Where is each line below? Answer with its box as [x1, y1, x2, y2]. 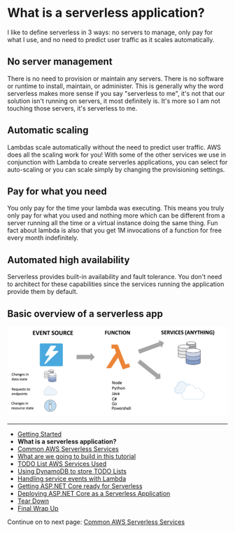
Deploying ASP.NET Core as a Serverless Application [17, 490, 171, 498]
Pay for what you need [7, 185, 107, 197]
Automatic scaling [7, 125, 89, 136]
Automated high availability [7, 254, 130, 266]
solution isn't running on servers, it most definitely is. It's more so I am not [7, 97, 220, 105]
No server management [7, 56, 113, 68]
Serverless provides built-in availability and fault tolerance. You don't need [7, 273, 222, 281]
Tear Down [17, 497, 50, 505]
